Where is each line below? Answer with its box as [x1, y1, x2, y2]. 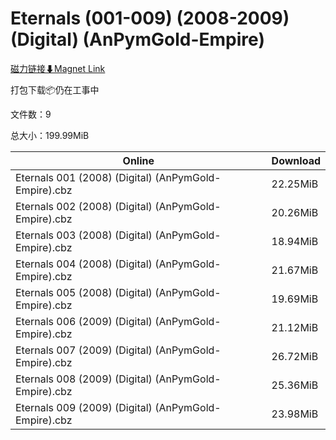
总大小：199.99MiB [10, 129, 90, 141]
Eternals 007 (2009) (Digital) [15, 343, 153, 357]
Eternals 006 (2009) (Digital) [15, 314, 153, 328]
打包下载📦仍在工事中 [10, 83, 100, 96]
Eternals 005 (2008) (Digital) [15, 285, 153, 299]
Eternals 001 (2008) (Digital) [15, 170, 153, 184]
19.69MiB [271, 292, 319, 306]
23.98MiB [271, 407, 319, 421]
